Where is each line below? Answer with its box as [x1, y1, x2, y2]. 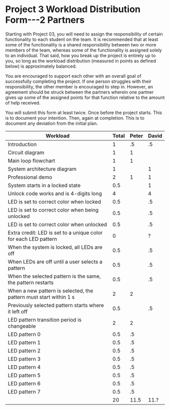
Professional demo [8, 173, 53, 180]
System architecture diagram [8, 165, 77, 172]
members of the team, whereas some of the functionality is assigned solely [5, 47, 162, 53]
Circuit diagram [8, 149, 45, 156]
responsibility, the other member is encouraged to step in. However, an [5, 83, 153, 89]
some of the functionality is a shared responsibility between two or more [5, 41, 157, 47]
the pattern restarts [8, 279, 54, 286]
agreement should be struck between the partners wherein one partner [5, 89, 154, 95]
